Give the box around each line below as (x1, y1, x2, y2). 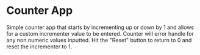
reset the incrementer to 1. (6, 43, 73, 50)
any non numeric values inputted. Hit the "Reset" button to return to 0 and (6, 36, 192, 44)
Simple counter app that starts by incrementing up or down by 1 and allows (6, 24, 195, 31)
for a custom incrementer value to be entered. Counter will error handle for (6, 30, 194, 37)
